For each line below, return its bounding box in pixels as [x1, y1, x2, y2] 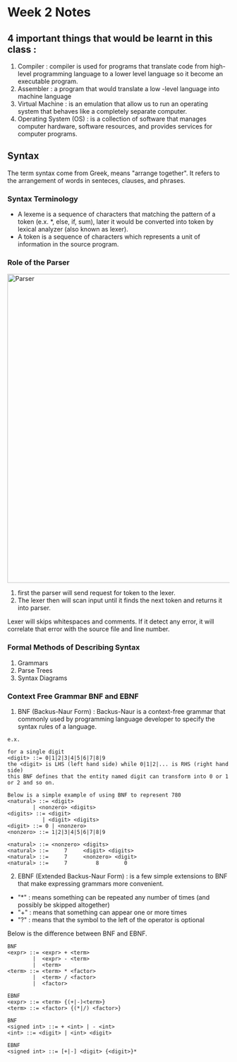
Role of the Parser [7, 258, 71, 268]
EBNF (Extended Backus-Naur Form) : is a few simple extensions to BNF [17, 872, 228, 880]
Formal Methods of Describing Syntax [7, 643, 140, 652]
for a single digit [7, 748, 65, 756]
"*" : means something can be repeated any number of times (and [17, 893, 210, 901]
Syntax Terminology [7, 193, 79, 203]
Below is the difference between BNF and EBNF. [7, 929, 147, 938]
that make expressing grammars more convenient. [17, 880, 164, 888]
